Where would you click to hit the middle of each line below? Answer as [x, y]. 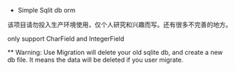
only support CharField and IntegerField [66, 39]
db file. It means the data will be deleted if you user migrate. [95, 60]
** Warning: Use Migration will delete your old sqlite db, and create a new [115, 52]
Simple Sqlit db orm [47, 10]
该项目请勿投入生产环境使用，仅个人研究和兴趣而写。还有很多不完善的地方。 [120, 25]
